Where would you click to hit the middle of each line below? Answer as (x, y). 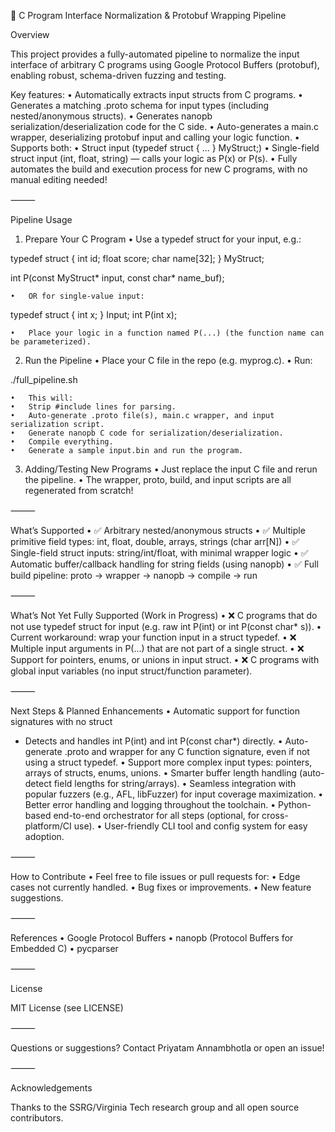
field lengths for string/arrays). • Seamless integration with (175, 783)
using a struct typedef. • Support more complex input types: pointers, (168, 762)
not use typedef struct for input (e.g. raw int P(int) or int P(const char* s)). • (166, 626)
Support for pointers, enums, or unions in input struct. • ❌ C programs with (165, 659)
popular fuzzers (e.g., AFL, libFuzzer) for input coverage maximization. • (174, 794)
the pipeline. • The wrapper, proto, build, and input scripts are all (158, 479)
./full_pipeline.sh (44, 379)
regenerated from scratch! (79, 490)
